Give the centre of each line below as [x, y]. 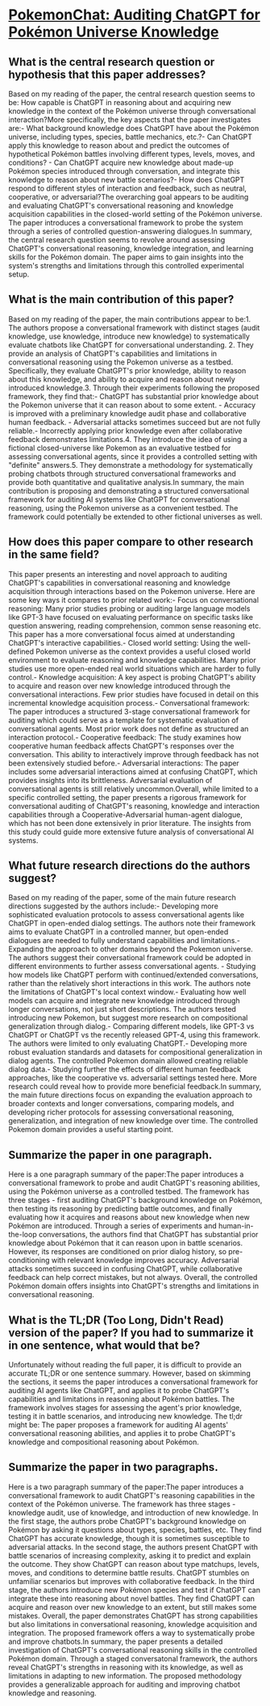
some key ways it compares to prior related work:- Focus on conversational [134, 600]
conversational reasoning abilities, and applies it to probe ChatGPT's [122, 1434]
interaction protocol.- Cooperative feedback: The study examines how [125, 737]
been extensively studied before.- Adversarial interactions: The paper [124, 763]
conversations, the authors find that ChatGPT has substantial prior [149, 1235]
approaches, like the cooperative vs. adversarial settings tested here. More [133, 1078]
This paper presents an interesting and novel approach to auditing [118, 574]
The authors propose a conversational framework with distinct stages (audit [134, 327]
